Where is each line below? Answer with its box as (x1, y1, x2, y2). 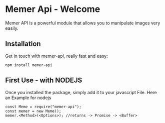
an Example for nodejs (5, 95, 51, 101)
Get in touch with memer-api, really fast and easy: (5, 53, 108, 59)
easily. (5, 25, 18, 31)
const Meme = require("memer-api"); (5, 104, 81, 109)
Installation (5, 40, 41, 48)
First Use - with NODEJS (5, 76, 82, 85)
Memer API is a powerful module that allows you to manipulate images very (5, 20, 160, 26)
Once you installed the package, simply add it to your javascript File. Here (5, 89, 157, 95)
